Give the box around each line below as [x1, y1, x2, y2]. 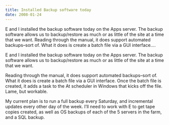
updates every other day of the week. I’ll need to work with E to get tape [5, 103, 155, 109]
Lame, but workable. [5, 88, 48, 94]
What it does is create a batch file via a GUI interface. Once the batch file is [5, 78, 161, 84]
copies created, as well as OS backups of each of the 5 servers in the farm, [5, 109, 162, 115]
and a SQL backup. [5, 114, 45, 120]
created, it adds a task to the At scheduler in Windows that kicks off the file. [5, 83, 163, 89]
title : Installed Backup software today [5, 7, 92, 13]
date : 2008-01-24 [5, 12, 42, 17]
